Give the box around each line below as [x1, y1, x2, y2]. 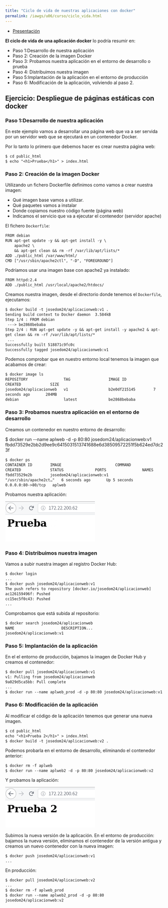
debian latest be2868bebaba [5, 397, 136, 402]
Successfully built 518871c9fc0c [5, 342, 75, 347]
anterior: [5, 752, 23, 759]
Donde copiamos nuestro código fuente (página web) [12, 208, 123, 214]
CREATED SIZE [5, 382, 59, 387]
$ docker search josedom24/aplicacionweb [5, 621, 93, 626]
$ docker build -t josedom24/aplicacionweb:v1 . [5, 307, 109, 312]
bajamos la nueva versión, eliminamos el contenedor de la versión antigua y [5, 838, 162, 844]
